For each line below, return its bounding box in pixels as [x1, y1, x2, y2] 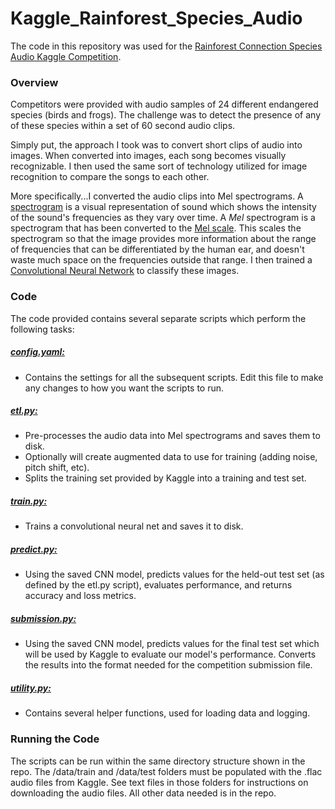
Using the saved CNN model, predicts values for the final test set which [24, 638, 320, 650]
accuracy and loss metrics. [24, 590, 137, 602]
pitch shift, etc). [24, 462, 90, 474]
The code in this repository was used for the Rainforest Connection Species [10, 40, 323, 52]
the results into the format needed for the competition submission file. [24, 659, 313, 671]
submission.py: [10, 613, 77, 624]
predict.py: [10, 543, 58, 556]
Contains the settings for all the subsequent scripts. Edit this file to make [24, 371, 324, 383]
